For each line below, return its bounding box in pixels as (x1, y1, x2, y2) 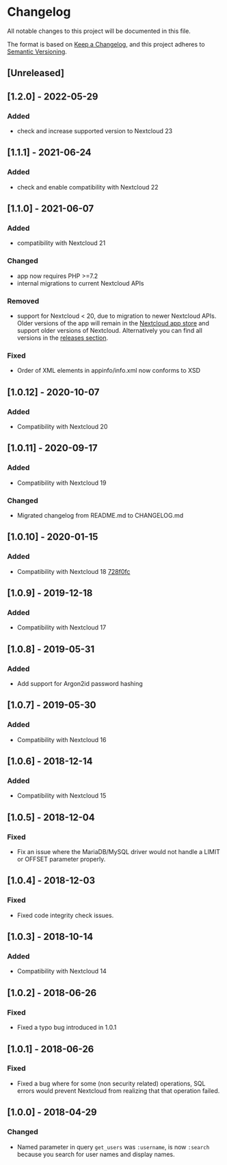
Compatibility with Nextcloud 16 (16, 735, 107, 743)
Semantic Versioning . (7, 47, 67, 56)
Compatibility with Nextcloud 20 (16, 422, 108, 430)
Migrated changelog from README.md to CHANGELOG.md (16, 511, 184, 519)
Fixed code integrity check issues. (16, 911, 114, 919)
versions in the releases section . (16, 334, 109, 342)
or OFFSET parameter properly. (16, 855, 106, 864)
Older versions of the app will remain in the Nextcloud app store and (16, 319, 210, 327)
